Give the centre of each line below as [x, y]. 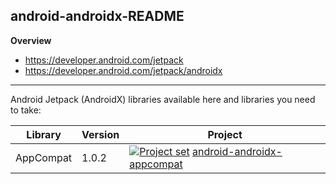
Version [100, 134]
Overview [31, 40]
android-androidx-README [97, 16]
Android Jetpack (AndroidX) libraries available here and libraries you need [163, 99]
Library [44, 134]
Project [225, 134]
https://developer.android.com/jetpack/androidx [123, 70]
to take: [26, 110]
